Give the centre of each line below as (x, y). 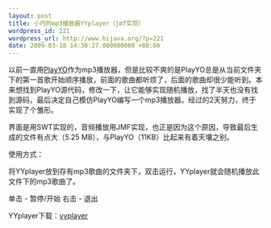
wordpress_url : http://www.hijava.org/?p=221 (86, 38)
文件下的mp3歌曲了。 (44, 181)
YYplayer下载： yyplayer (48, 216)
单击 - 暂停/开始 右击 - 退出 (53, 199)
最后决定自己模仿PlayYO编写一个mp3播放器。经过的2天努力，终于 (146, 100)
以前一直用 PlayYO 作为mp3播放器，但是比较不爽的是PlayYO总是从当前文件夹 (135, 70)
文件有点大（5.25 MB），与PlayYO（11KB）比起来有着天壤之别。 (128, 137)
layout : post (30, 16)
